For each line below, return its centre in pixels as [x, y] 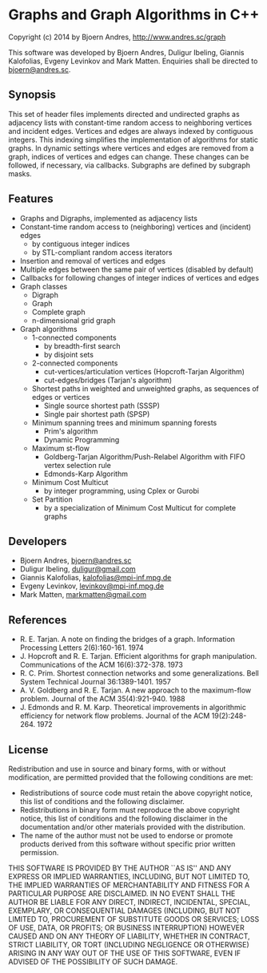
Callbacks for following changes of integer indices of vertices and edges [139, 277]
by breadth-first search [82, 345]
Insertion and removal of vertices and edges [93, 260]
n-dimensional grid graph [74, 320]
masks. [20, 173]
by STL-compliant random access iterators [102, 252]
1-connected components [74, 337]
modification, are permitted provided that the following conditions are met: [131, 777]
